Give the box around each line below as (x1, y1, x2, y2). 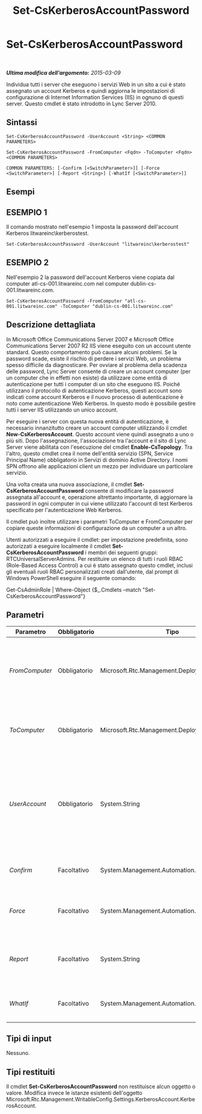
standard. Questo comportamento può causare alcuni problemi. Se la (6, 348, 177, 355)
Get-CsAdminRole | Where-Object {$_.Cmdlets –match (6, 586, 141, 593)
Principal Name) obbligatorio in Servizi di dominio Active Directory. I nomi (6, 456, 188, 463)
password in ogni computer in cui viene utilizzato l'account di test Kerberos (6, 499, 193, 507)
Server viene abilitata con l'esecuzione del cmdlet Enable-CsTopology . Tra (6, 443, 193, 451)
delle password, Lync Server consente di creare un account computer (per (6, 368, 191, 375)
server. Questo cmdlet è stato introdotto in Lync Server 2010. (6, 100, 157, 107)
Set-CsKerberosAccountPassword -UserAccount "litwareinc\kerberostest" (6, 241, 189, 247)
